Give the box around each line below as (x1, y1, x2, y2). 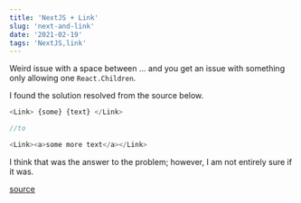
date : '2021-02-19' (9, 30, 83, 39)
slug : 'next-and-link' (9, 22, 95, 31)
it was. (9, 166, 34, 177)
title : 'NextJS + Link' (9, 13, 99, 23)
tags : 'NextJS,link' (9, 38, 88, 48)
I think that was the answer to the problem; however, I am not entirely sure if (9, 156, 292, 167)
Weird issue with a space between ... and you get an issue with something (9, 63, 286, 74)
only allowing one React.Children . (9, 73, 136, 84)
